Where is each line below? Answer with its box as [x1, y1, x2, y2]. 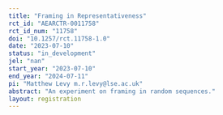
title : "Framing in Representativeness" [8, 11, 148, 20]
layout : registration [8, 95, 82, 103]
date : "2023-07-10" [8, 42, 75, 50]
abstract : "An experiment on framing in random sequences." [8, 87, 217, 96]
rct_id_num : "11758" [8, 27, 79, 35]
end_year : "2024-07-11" [8, 72, 89, 80]
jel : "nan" [8, 57, 45, 66]
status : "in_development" [8, 49, 96, 57]
